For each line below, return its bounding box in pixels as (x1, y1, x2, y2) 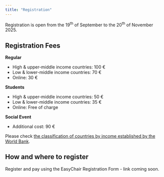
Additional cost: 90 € (12, 123, 55, 129)
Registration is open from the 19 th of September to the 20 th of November (5, 21, 154, 28)
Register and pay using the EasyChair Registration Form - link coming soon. (5, 166, 160, 172)
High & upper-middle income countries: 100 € (12, 64, 106, 70)
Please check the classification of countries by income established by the (5, 133, 156, 139)
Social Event (5, 114, 31, 120)
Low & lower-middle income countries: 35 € (12, 99, 102, 105)
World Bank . (5, 138, 30, 144)
